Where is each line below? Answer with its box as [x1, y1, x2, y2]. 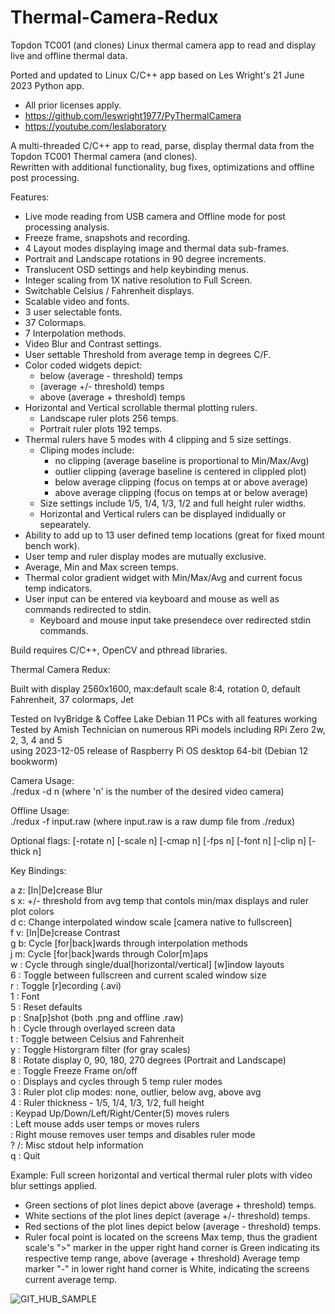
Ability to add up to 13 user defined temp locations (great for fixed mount [24, 529, 325, 541]
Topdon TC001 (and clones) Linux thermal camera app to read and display [10, 39, 317, 51]
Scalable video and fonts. [24, 295, 130, 307]
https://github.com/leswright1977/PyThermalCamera [24, 109, 242, 121]
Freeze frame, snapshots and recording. [24, 231, 191, 243]
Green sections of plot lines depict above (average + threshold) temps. [24, 1199, 317, 1211]
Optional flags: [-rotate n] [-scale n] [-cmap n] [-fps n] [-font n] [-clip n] [10, 834, 307, 846]
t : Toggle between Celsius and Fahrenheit [10, 1032, 185, 1045]
